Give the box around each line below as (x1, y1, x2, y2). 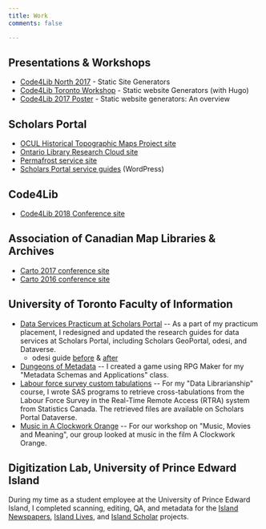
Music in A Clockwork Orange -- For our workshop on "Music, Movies (19, 421, 251, 430)
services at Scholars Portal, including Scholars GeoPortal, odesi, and (19, 336, 247, 345)
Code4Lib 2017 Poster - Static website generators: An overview (19, 94, 231, 104)
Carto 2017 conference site (19, 265, 110, 275)
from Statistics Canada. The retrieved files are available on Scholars (19, 404, 244, 414)
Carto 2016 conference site (19, 274, 111, 284)
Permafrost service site (19, 155, 98, 165)
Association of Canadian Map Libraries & (8, 232, 216, 245)
